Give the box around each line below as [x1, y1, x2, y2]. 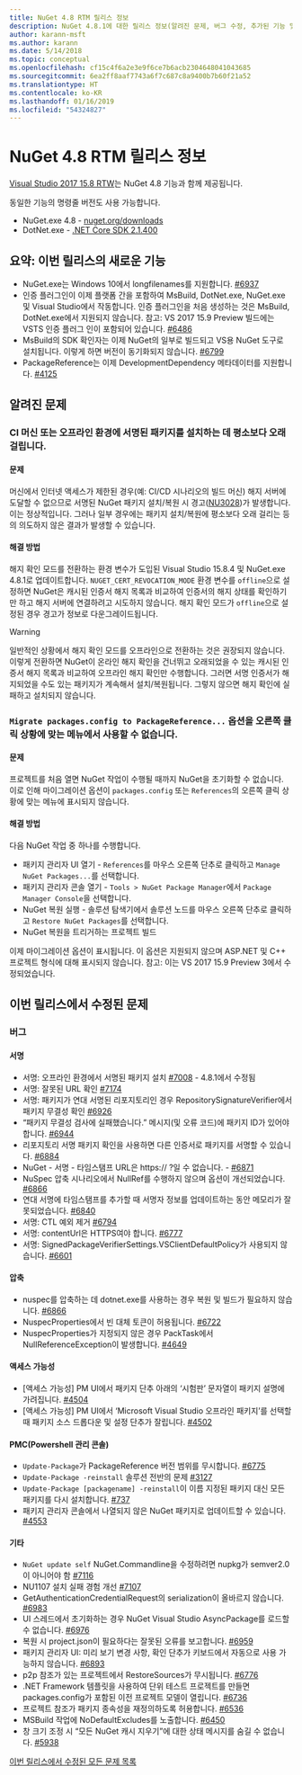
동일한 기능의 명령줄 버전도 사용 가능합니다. [9, 197, 161, 208]
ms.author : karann [9, 38, 78, 48]
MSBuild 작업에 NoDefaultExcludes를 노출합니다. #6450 [22, 1715, 226, 1726]
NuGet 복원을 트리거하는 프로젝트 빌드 [22, 927, 157, 938]
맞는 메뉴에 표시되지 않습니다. [25, 796, 129, 807]
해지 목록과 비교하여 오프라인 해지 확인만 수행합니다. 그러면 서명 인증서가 [25, 667, 280, 678]
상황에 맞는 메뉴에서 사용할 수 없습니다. [19, 727, 178, 740]
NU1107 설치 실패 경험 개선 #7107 [22, 1582, 142, 1592]
